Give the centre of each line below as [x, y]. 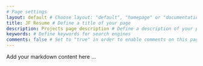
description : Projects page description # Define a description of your [100, 28]
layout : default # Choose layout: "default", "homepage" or [84, 17]
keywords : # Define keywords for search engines [69, 34]
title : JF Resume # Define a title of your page [69, 23]
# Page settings [27, 12]
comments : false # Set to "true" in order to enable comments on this [97, 40]
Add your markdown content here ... [51, 57]
